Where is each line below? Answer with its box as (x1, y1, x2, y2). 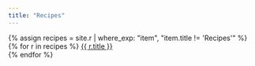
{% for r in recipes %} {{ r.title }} (8, 41, 113, 51)
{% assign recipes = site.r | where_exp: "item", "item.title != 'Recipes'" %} (8, 33, 248, 42)
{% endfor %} (8, 49, 54, 59)
